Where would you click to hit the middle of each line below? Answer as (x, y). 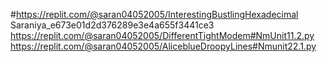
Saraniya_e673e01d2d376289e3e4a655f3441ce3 (112, 25)
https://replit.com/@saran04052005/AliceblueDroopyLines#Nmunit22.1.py (163, 46)
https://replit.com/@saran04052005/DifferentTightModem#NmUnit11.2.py (162, 35)
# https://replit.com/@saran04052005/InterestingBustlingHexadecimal (154, 14)
